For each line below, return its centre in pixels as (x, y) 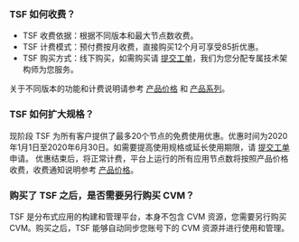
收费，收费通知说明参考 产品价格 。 (74, 170)
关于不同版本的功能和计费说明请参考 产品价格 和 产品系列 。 (120, 88)
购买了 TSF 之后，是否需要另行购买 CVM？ (102, 195)
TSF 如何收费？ (42, 14)
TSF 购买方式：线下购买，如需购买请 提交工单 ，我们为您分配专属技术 (151, 58)
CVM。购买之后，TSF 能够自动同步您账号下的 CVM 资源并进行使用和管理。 (149, 228)
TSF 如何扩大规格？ (52, 115)
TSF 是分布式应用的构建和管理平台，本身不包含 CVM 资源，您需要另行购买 (148, 216)
